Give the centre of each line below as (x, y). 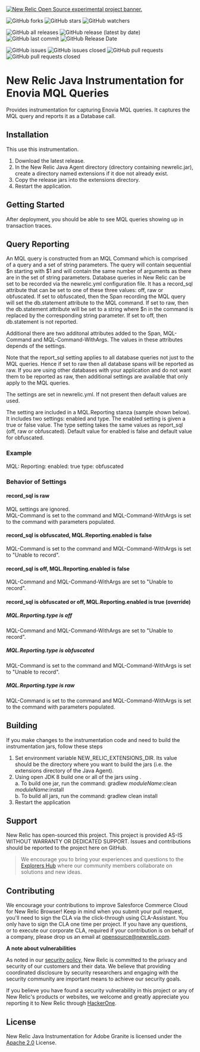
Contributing (30, 891)
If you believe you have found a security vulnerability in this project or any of (100, 991)
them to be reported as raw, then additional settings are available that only (97, 377)
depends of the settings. (36, 346)
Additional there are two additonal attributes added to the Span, (84, 333)
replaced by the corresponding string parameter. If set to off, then (87, 315)
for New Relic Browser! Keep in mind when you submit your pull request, (95, 911)
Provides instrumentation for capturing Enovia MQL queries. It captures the (98, 110)
